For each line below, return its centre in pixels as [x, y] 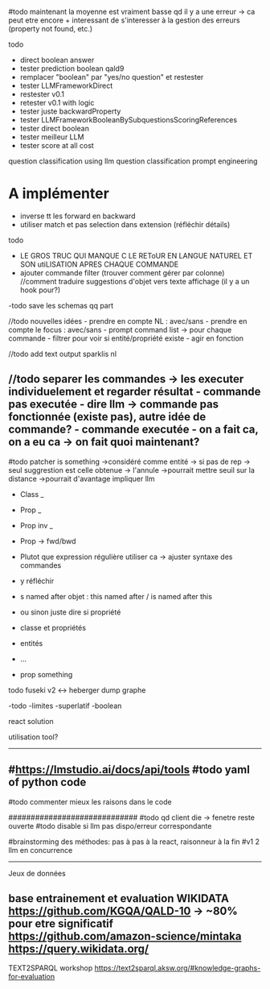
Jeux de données [37, 873]
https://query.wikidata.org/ [79, 948]
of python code [47, 782]
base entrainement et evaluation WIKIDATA [119, 898]
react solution [31, 721]
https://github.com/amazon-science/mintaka [125, 936]
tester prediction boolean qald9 [72, 68]
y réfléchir [37, 581]
